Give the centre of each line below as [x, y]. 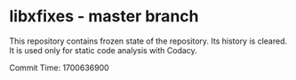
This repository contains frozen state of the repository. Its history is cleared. [148, 41]
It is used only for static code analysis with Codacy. [103, 50]
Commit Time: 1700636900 [59, 68]
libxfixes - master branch [104, 16]
